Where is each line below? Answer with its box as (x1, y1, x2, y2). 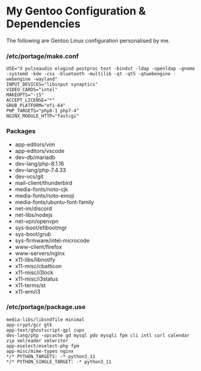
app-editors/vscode (14, 147, 65, 154)
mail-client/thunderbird (14, 179, 73, 186)
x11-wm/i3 (14, 288, 41, 295)
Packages (6, 127, 36, 136)
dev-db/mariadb (14, 154, 56, 161)
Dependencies (6, 17, 81, 31)
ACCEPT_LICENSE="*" (6, 98, 55, 104)
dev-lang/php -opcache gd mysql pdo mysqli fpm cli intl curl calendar (6, 332, 190, 338)
